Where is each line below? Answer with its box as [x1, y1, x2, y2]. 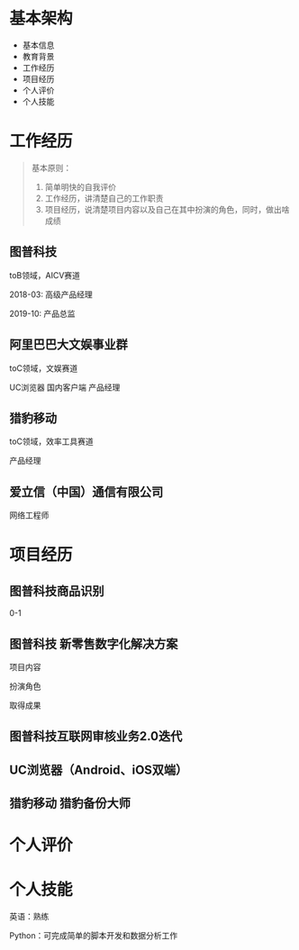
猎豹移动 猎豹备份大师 [9, 796, 131, 811]
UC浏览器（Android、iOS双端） [9, 762, 188, 777]
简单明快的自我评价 [44, 181, 117, 192]
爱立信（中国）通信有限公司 [9, 484, 164, 500]
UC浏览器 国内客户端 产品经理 [9, 382, 121, 393]
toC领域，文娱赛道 [9, 362, 78, 374]
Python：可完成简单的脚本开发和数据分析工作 [9, 930, 178, 941]
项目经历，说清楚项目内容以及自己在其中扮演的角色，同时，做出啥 [44, 204, 290, 214]
